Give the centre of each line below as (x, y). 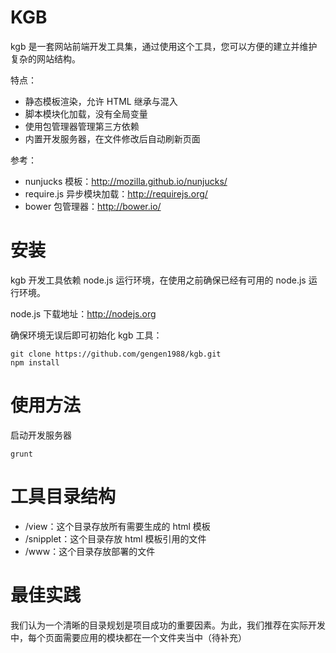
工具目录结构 (63, 497)
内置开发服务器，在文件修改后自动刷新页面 (112, 138)
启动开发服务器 (41, 435)
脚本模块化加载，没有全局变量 (86, 113)
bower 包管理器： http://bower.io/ (93, 206)
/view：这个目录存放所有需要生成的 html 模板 (117, 526)
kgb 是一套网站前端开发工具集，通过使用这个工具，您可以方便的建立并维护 (164, 46)
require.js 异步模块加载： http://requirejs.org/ (116, 193)
